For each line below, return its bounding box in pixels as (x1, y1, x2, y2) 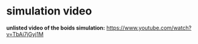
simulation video (6, 4, 92, 18)
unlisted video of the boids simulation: (6, 24, 105, 31)
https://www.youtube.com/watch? (106, 24, 192, 31)
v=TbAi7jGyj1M (6, 30, 44, 37)
